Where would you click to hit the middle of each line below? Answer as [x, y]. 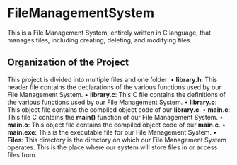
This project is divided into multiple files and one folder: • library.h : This [112, 79]
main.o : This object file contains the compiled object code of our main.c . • [117, 125]
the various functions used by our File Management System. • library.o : [112, 102]
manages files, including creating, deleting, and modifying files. [100, 40]
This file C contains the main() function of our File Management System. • [115, 117]
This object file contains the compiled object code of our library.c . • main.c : [119, 109]
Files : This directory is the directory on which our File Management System [117, 140]
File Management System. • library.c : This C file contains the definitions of [117, 94]
